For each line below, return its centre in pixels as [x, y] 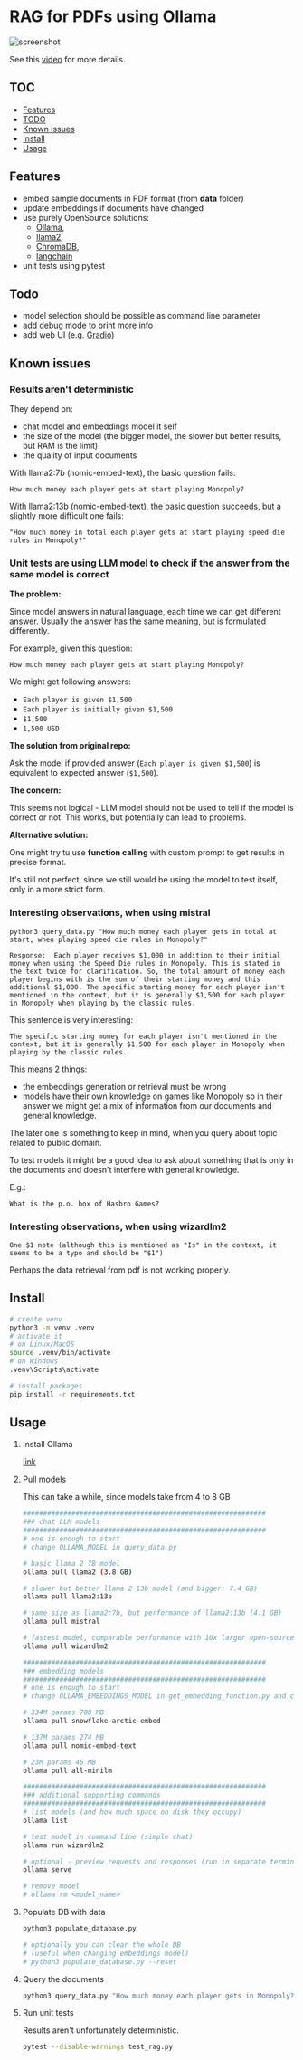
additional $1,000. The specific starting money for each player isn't [147, 987]
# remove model [51, 1886]
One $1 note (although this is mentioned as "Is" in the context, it [143, 1245]
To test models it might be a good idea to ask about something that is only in [151, 1159]
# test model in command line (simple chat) [108, 1836]
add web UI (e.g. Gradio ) [68, 335]
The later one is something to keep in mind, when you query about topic [143, 1132]
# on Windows [34, 1361]
